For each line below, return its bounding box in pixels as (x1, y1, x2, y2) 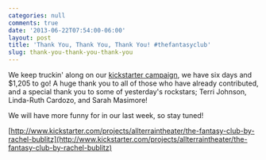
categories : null (8, 11, 66, 20)
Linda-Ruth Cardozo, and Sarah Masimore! (8, 96, 148, 105)
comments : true (8, 19, 59, 27)
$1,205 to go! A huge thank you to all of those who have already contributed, (8, 78, 260, 88)
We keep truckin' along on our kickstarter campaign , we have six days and (8, 70, 253, 79)
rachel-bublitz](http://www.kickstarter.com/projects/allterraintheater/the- (8, 135, 248, 143)
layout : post (8, 33, 52, 42)
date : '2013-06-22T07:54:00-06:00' (8, 26, 126, 34)
